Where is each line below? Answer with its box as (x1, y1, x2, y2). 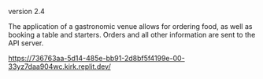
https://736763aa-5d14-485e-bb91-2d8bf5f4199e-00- (8, 54, 185, 63)
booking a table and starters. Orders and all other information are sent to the (8, 31, 256, 39)
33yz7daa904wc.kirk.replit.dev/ (8, 62, 112, 71)
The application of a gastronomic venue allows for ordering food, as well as (8, 22, 253, 31)
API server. (8, 38, 44, 48)
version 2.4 (8, 7, 46, 16)
